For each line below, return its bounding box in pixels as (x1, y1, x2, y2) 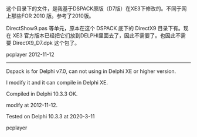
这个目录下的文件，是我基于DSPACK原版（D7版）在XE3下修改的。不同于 (6, 5, 182, 12)
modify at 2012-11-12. (6, 101, 58, 108)
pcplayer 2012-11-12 (6, 51, 55, 58)
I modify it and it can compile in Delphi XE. (6, 79, 108, 86)
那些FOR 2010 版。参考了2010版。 (11, 12, 94, 19)
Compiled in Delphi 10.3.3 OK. (6, 90, 78, 97)
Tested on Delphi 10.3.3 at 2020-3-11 (6, 113, 95, 120)
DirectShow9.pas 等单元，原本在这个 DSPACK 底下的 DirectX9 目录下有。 (6, 25, 184, 31)
